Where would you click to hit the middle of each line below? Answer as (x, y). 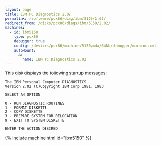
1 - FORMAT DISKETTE (26, 108)
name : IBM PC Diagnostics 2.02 (55, 59)
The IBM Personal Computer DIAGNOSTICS (46, 82)
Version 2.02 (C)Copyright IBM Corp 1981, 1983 (55, 86)
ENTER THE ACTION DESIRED (31, 129)
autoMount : (25, 50)
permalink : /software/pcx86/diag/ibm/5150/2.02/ (56, 18)
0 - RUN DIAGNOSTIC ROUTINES (35, 103)
